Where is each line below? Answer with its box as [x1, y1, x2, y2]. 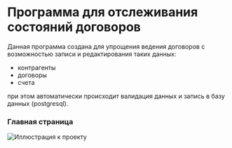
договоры [17, 71, 48, 79]
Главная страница [7, 116, 74, 126]
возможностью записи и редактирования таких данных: [7, 50, 177, 58]
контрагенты [17, 63, 56, 72]
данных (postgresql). [7, 99, 69, 107]
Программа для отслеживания [7, 4, 198, 20]
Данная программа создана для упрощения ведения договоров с [7, 42, 205, 51]
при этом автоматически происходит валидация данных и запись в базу [7, 92, 226, 100]
